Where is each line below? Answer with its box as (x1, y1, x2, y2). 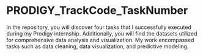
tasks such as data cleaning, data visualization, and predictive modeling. (6, 43, 189, 50)
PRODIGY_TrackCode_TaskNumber (6, 4, 188, 17)
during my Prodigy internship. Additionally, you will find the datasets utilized (6, 30, 197, 37)
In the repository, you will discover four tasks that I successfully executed (6, 23, 191, 31)
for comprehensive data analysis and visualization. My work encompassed (6, 36, 194, 43)
